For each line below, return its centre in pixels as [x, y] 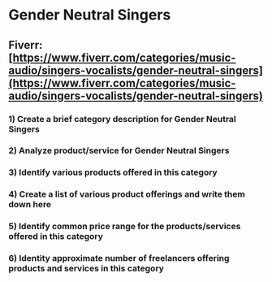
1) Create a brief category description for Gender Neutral [123, 119]
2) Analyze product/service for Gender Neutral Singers [119, 150]
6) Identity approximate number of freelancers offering [119, 258]
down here [30, 205]
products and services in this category [86, 268]
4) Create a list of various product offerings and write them [127, 194]
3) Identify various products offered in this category [113, 172]
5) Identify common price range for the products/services [125, 227]
